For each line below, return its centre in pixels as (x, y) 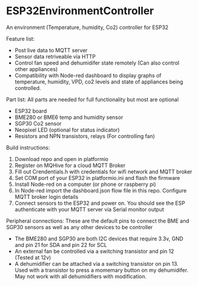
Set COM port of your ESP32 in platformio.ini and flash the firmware (97, 178)
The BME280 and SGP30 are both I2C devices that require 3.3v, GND (99, 239)
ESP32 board (31, 111)
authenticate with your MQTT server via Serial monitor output (89, 209)
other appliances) (36, 69)
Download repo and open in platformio (61, 159)
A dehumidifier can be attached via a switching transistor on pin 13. (97, 263)
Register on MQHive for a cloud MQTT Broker (70, 165)
